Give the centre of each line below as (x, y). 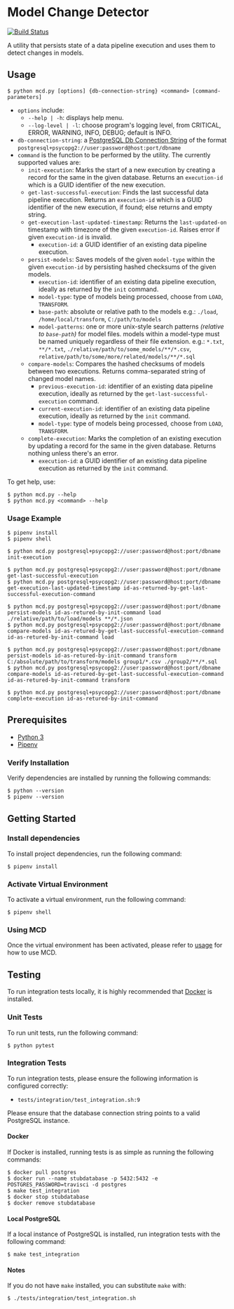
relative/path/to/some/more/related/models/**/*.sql (117, 357)
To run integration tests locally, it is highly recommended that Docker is (110, 992)
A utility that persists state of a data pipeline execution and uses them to (111, 45)
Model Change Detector (78, 12)
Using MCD (27, 930)
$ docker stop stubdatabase (48, 1197)
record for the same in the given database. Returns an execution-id (125, 177)
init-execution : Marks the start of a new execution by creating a (122, 170)
